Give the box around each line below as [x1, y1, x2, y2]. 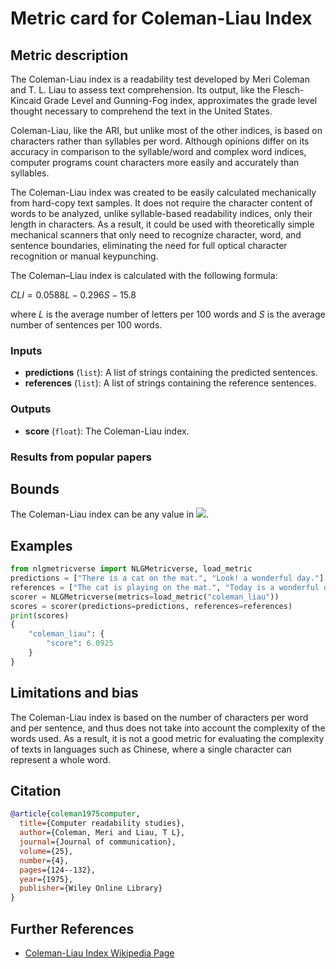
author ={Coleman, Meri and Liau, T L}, [19, 828, 186, 838]
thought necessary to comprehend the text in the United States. [10, 105, 273, 117]
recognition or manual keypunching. [10, 250, 159, 262]
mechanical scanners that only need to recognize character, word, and [10, 229, 302, 241]
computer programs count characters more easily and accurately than [10, 157, 300, 168]
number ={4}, [19, 855, 70, 866]
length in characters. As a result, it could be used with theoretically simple [10, 218, 315, 230]
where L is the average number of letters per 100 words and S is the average [10, 308, 326, 320]
